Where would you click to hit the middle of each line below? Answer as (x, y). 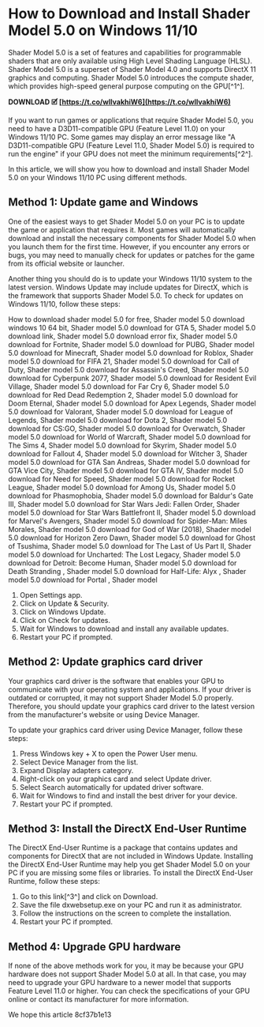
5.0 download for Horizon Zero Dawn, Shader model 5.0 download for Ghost (132, 538)
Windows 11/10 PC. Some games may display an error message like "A (122, 137)
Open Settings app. (51, 595)
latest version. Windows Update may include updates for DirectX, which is (128, 287)
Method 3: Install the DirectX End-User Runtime (127, 828)
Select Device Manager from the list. (79, 762)
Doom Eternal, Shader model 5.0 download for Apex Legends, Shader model (132, 403)
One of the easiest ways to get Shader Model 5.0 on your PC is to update (127, 221)
